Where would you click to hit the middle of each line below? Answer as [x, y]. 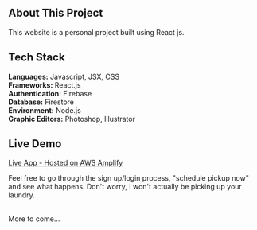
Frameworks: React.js [45, 85]
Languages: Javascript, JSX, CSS [64, 76]
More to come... [34, 219]
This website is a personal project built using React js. [96, 32]
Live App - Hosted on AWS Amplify [66, 163]
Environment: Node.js [45, 110]
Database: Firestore [41, 102]
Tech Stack [37, 58]
